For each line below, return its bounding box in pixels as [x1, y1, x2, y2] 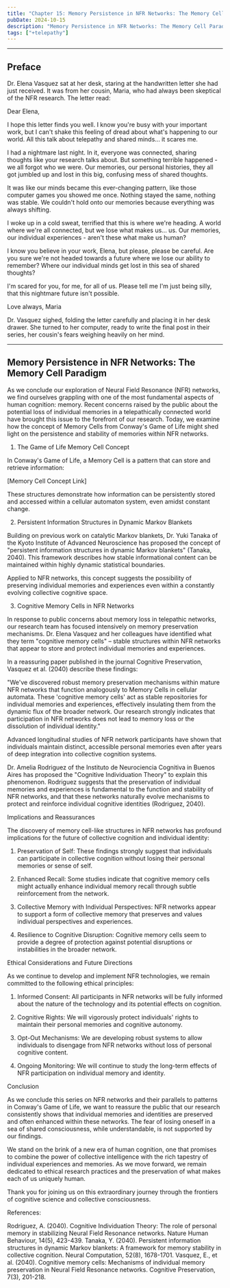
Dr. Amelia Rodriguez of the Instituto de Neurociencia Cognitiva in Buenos [7, 763, 216, 771]
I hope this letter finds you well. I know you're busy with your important [7, 121, 207, 129]
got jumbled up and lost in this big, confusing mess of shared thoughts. [7, 170, 208, 179]
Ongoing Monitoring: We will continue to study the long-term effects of [16, 1061, 218, 1070]
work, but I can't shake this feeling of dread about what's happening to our [7, 128, 218, 136]
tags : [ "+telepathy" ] [7, 29, 69, 36]
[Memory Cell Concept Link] [7, 477, 87, 485]
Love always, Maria [7, 303, 62, 311]
